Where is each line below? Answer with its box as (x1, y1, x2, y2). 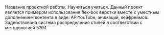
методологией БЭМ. (5, 25, 47, 31)
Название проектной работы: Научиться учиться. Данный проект (5, 4, 143, 10)
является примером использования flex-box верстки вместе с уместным (5, 9, 160, 15)
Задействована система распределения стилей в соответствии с (5, 19, 143, 25)
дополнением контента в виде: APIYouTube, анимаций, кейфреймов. (5, 15, 148, 20)
